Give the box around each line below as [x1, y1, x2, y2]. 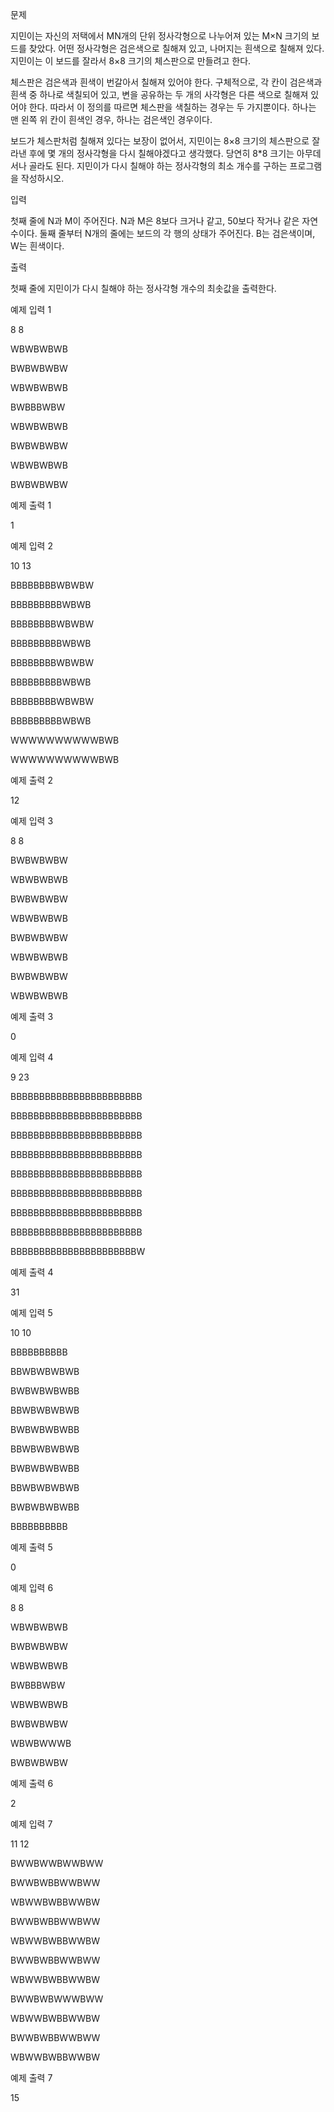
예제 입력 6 [10, 1582, 54, 1593]
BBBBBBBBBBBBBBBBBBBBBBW [10, 1246, 146, 1257]
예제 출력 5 [10, 1541, 53, 1553]
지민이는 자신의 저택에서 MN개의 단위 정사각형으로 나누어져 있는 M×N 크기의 [10, 30, 310, 42]
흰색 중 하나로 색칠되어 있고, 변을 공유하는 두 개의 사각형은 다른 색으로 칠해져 [10, 89, 309, 100]
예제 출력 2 [10, 774, 53, 786]
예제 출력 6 [10, 1778, 54, 1789]
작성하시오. [20, 173, 65, 184]
